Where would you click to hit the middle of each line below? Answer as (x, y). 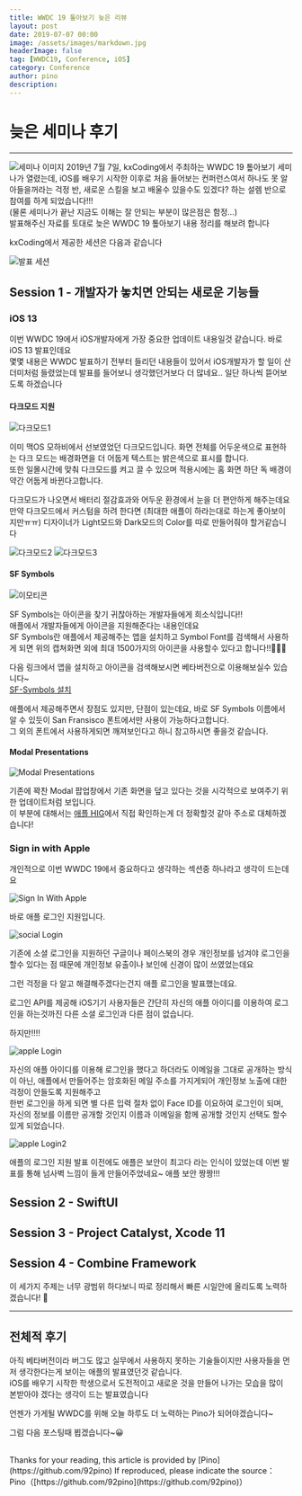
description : (34, 85)
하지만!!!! (25, 1033)
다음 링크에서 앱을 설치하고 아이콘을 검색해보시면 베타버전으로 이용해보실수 (140, 667)
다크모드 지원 (32, 406)
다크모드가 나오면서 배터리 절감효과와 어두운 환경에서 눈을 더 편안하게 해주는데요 (150, 500)
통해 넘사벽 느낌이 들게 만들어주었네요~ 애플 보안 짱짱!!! (123, 1173)
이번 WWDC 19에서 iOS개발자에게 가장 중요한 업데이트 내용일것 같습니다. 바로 (146, 339)
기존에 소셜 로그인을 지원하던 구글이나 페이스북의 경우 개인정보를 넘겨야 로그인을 (150, 953)
